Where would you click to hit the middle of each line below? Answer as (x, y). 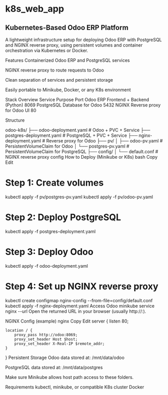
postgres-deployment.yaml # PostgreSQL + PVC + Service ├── (71, 135)
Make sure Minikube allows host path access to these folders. (69, 377)
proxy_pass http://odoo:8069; (46, 335)
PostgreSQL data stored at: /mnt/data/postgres (54, 367)
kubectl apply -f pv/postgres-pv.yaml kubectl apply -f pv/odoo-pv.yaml (79, 197)
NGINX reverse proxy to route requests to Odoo (55, 70)
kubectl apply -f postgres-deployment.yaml (50, 231)
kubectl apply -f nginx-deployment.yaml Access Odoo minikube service (80, 306)
